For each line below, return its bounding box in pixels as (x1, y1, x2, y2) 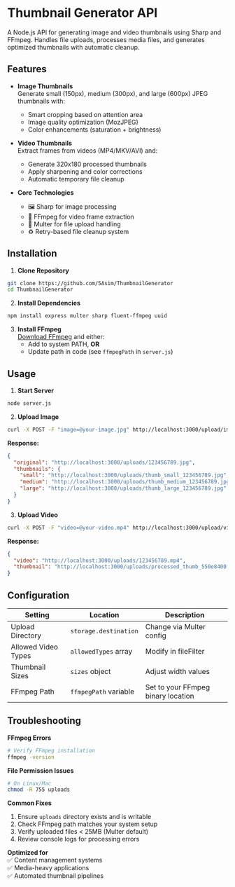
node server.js (7, 400, 52, 407)
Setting (24, 610, 50, 619)
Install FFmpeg (17, 325, 62, 334)
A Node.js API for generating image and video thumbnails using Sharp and (7, 28, 222, 36)
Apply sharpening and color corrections (27, 167, 143, 176)
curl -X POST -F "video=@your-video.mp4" (7, 524, 130, 531)
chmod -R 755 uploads (7, 786, 71, 793)
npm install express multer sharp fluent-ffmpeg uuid (7, 312, 168, 319)
